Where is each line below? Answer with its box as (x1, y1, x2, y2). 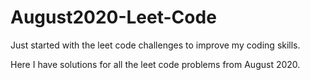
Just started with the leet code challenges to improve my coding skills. (10, 39, 301, 51)
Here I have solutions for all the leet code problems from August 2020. (10, 58, 301, 70)
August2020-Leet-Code (10, 6, 217, 29)
